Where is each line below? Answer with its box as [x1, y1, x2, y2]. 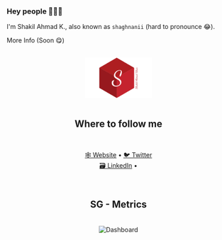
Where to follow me [74, 118, 162, 130]
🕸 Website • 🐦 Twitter [84, 151, 152, 159]
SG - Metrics [90, 198, 147, 210]
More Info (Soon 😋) [6, 36, 65, 45]
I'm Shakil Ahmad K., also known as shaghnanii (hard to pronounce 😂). [6, 23, 216, 31]
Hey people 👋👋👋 [6, 6, 63, 16]
